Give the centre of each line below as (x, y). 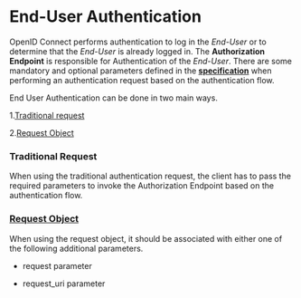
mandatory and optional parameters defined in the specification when (141, 71)
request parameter (57, 265)
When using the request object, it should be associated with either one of (146, 238)
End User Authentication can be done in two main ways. (114, 98)
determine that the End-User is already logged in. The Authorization (137, 51)
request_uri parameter (64, 284)
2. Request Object (42, 132)
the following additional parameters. (76, 248)
